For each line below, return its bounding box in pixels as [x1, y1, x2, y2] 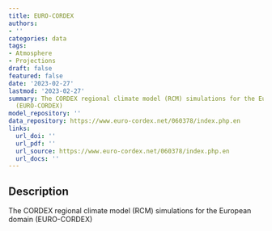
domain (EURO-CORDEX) [8, 215, 93, 225]
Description [8, 184, 69, 198]
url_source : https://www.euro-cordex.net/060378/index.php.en [15, 147, 230, 155]
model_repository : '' [8, 110, 82, 118]
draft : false [8, 65, 53, 73]
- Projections [8, 57, 57, 65]
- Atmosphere [8, 49, 53, 57]
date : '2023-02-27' [8, 79, 74, 87]
